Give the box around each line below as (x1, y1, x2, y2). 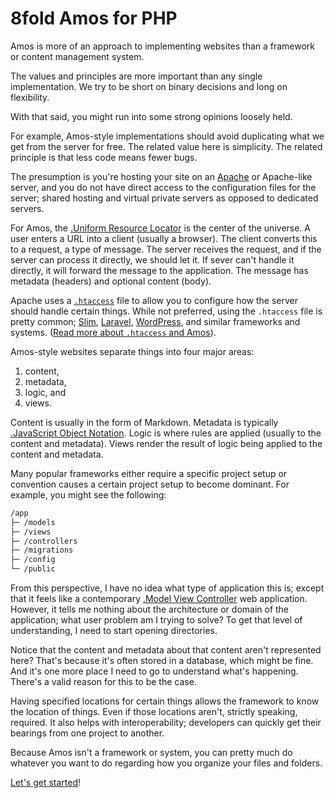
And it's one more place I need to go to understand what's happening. (10, 665, 299, 677)
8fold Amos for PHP (10, 7, 178, 30)
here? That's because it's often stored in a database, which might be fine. (10, 655, 314, 667)
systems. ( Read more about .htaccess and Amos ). (10, 326, 217, 338)
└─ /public (10, 564, 56, 574)
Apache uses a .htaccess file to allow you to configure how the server (10, 294, 299, 306)
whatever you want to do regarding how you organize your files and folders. (10, 757, 323, 769)
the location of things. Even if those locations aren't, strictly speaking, (10, 706, 298, 718)
